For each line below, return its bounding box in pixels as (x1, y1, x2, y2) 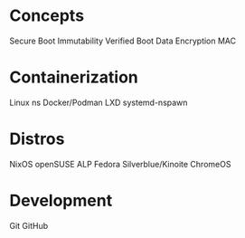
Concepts (9, 5, 84, 26)
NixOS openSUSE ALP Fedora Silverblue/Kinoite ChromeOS (9, 158, 231, 169)
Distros (9, 129, 65, 149)
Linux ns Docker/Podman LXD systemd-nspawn (9, 97, 188, 108)
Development (9, 191, 113, 211)
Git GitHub (9, 220, 49, 231)
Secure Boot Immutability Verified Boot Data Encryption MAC (9, 35, 237, 46)
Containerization (9, 67, 138, 88)
